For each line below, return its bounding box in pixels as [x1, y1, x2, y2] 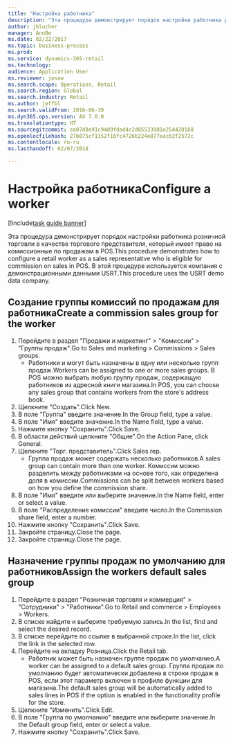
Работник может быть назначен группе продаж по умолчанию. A [28, 654, 221, 662]
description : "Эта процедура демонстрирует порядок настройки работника [8, 17, 222, 24]
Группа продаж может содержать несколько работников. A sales [28, 454, 221, 463]
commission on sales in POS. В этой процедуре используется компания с [8, 261, 223, 270]
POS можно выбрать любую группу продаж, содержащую [28, 373, 202, 382]
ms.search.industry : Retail [8, 94, 89, 101]
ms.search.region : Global [8, 87, 82, 94]
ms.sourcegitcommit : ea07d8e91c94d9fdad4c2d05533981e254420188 [8, 126, 194, 133]
